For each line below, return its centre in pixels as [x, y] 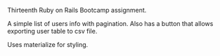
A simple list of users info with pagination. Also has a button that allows [110, 23]
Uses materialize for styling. [48, 44]
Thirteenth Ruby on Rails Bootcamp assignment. [77, 10]
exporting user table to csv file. [52, 31]
